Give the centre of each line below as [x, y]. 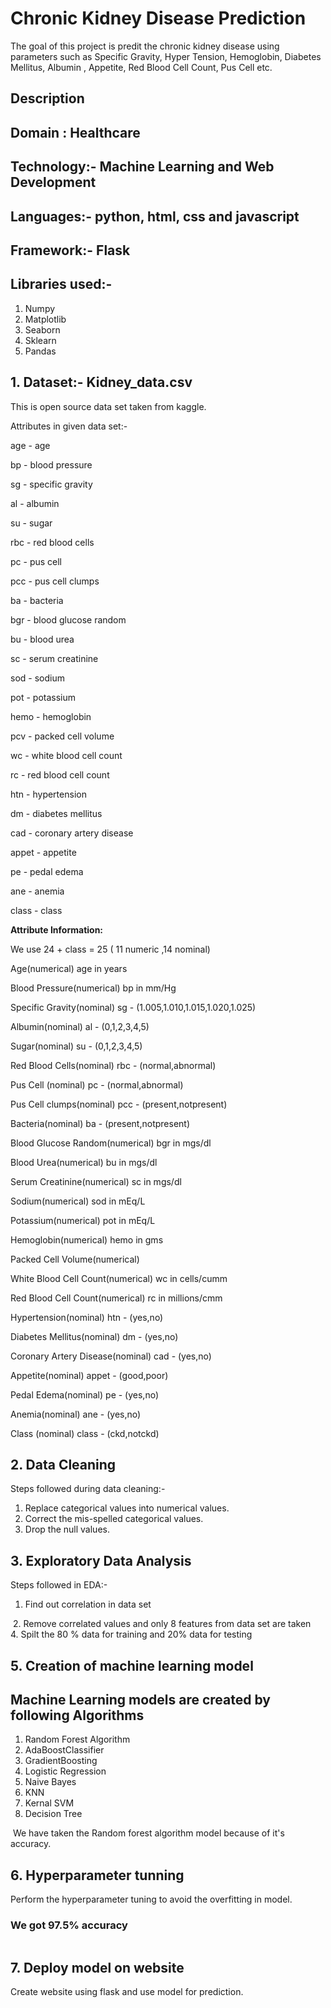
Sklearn [40, 340]
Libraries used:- [61, 284]
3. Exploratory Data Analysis [101, 1560]
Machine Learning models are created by [140, 1699]
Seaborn [42, 329]
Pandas [40, 351]
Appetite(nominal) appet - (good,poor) [89, 1375]
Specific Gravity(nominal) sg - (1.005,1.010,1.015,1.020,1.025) [133, 1007]
